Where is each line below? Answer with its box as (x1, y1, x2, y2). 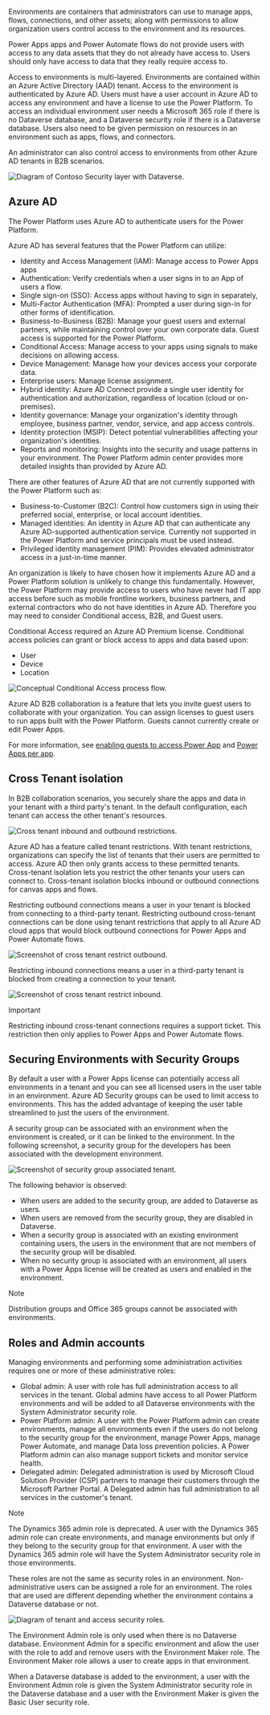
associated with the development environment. (8, 1149, 164, 1159)
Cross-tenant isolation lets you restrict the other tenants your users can (8, 867, 245, 876)
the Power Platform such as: (8, 485, 102, 495)
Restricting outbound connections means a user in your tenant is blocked (8, 900, 251, 909)
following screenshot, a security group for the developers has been (8, 1140, 231, 1150)
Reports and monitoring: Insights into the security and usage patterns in (19, 444, 258, 454)
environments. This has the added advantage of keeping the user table (8, 1099, 243, 1109)
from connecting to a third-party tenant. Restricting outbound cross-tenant (8, 909, 256, 918)
